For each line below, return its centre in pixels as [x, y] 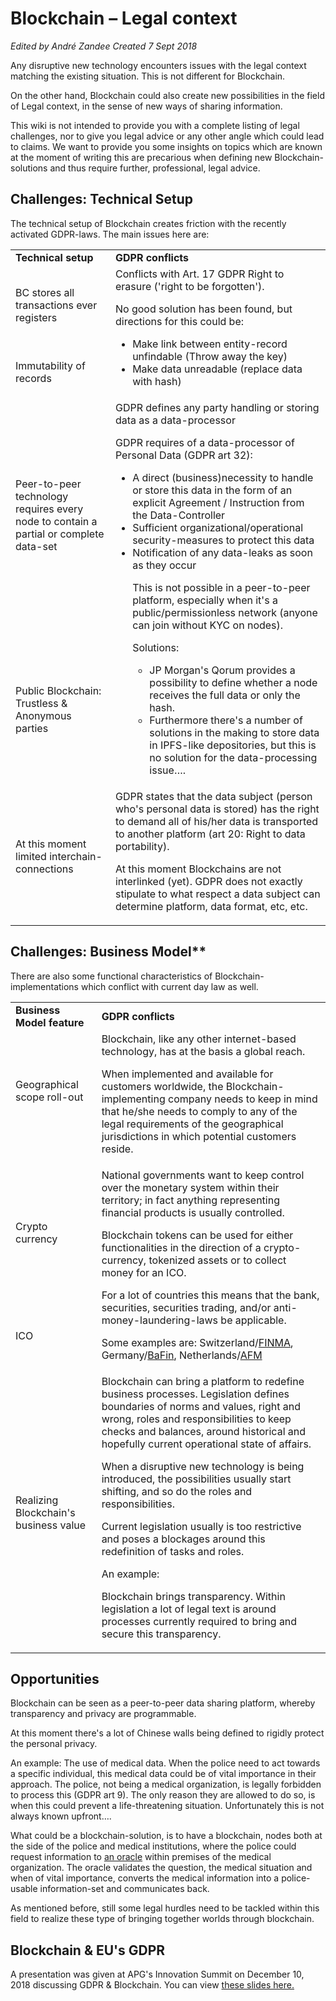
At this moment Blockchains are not [198, 869]
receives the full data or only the [225, 695]
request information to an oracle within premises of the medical [141, 1857]
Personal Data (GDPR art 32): [183, 455]
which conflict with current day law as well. [169, 986]
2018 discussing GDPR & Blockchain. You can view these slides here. [152, 1985]
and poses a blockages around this [183, 1539]
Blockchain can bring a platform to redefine [203, 1381]
